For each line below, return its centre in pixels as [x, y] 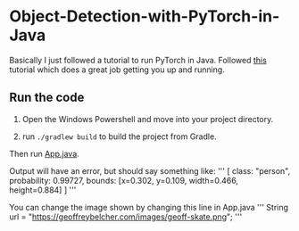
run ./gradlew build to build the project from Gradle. [119, 136]
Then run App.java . [45, 153]
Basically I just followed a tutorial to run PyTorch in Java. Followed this [138, 60]
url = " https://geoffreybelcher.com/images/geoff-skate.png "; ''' [126, 217]
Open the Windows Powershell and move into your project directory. [148, 119]
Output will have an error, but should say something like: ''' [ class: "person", [150, 170]
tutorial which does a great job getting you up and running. [117, 70]
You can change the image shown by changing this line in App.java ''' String [149, 207]
